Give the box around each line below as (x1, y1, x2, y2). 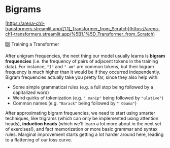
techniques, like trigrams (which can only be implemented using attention (5, 115, 159, 121)
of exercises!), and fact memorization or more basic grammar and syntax (5, 126, 158, 132)
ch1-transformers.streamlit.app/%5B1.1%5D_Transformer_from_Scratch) (5, 31, 155, 37)
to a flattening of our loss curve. (5, 136, 73, 142)
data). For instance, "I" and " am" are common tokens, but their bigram (5, 63, 154, 69)
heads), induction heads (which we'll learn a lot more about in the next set (5, 120, 161, 127)
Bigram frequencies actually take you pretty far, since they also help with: (5, 74, 159, 80)
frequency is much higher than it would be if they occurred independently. (5, 69, 161, 75)
